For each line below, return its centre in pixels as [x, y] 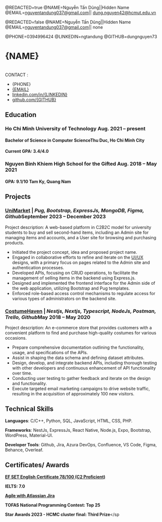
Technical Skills [29, 409]
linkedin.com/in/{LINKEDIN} [40, 94]
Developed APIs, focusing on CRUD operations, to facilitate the [75, 273]
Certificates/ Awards [37, 465]
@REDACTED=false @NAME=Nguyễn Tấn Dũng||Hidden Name [68, 22]
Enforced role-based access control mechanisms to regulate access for [84, 293]
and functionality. [29, 383]
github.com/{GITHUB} [34, 99]
